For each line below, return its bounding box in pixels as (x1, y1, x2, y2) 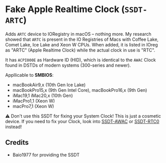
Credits (5, 138, 29, 147)
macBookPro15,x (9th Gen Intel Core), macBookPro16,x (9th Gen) (12, 87, 147, 93)
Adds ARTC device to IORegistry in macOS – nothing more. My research (5, 31, 152, 37)
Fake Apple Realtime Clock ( (5, 4, 125, 15)
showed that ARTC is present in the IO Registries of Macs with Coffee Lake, (5, 36, 159, 42)
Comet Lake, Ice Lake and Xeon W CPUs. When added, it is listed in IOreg (5, 41, 158, 47)
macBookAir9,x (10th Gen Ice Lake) (12, 82, 86, 88)
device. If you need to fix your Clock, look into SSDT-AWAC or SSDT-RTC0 (5, 118, 159, 124)
